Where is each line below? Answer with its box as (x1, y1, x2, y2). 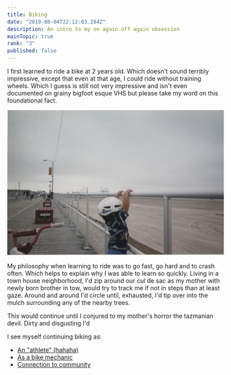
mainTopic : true (7, 33, 54, 40)
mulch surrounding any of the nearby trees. (7, 299, 131, 307)
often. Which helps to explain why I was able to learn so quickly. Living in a (7, 269, 219, 278)
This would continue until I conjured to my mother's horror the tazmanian (7, 312, 214, 320)
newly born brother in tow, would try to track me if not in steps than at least (7, 284, 220, 292)
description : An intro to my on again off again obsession (7, 25, 180, 32)
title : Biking (7, 11, 48, 18)
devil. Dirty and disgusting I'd (7, 319, 91, 328)
